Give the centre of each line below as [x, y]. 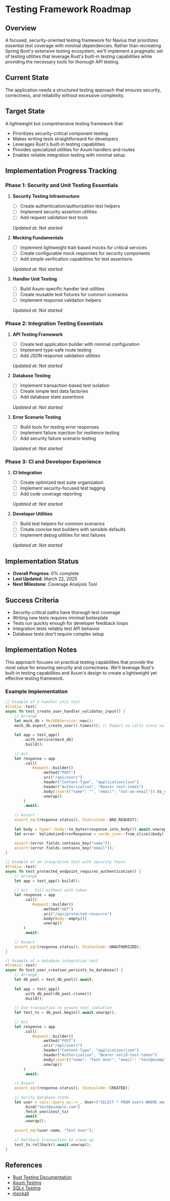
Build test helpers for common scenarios [62, 524]
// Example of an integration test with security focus [65, 862]
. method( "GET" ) [57, 909]
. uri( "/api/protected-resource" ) [77, 914]
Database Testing [31, 376]
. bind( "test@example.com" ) [52, 1107]
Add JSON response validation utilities [60, 356]
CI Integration [27, 473]
